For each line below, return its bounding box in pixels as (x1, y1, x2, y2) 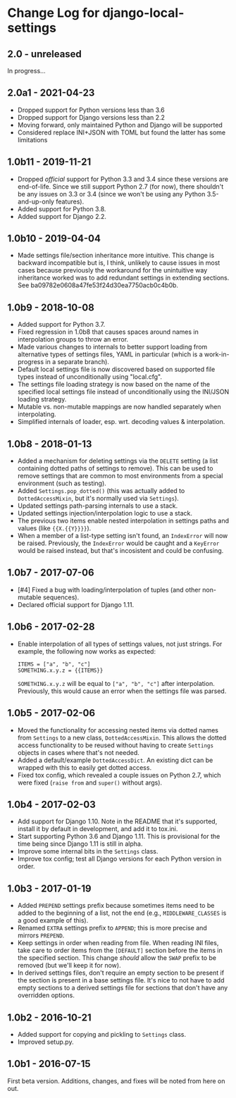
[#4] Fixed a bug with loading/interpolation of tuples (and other (17, 585, 201, 594)
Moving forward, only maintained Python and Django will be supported (17, 120, 223, 129)
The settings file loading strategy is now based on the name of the (17, 380, 210, 389)
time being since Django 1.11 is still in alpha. (17, 840, 143, 848)
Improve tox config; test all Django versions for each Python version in (17, 854, 222, 863)
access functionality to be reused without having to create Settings (17, 741, 213, 749)
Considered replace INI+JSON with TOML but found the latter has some (17, 128, 226, 137)
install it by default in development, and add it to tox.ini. (17, 825, 178, 833)
